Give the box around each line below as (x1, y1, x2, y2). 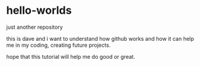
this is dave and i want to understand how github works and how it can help (6, 35, 195, 42)
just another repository (6, 23, 63, 31)
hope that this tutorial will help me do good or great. (6, 53, 135, 60)
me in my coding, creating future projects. (6, 41, 111, 49)
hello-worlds (6, 4, 72, 17)
